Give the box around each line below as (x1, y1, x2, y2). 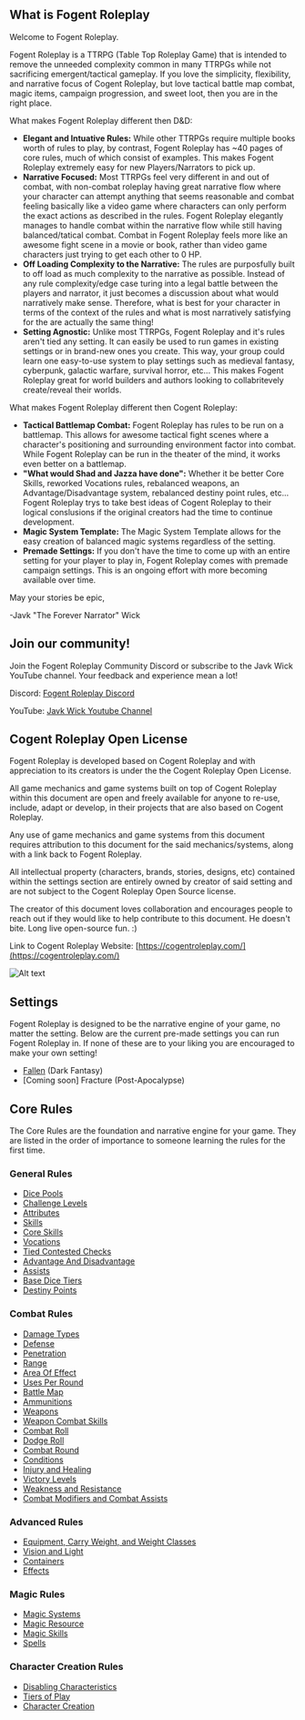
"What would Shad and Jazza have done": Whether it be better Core (22, 468, 285, 479)
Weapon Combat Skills (22, 1415, 108, 1426)
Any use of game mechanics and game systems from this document (9, 829, 266, 840)
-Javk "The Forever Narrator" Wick (9, 609, 141, 620)
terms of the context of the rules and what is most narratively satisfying (22, 307, 291, 318)
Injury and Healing (22, 1463, 92, 1474)
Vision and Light (22, 1545, 84, 1556)
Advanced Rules (9, 1515, 84, 1528)
